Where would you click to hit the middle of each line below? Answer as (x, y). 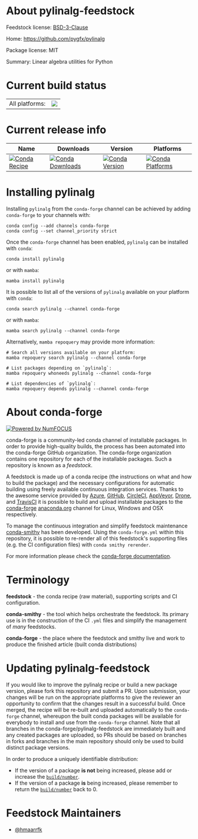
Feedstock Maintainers (64, 813)
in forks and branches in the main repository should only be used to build (95, 741)
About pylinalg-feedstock (70, 11)
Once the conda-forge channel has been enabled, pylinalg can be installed (97, 242)
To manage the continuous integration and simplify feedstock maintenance (97, 526)
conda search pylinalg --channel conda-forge (63, 309)
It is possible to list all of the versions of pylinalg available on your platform (98, 291)
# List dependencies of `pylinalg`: (51, 383)
